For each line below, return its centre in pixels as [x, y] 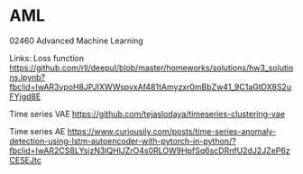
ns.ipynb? [28, 77]
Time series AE [37, 131]
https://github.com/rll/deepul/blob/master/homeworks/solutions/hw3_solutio [151, 68]
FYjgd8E [25, 96]
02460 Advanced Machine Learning [77, 41]
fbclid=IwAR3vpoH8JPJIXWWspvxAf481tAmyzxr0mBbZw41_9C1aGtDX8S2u [150, 87]
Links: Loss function [47, 58]
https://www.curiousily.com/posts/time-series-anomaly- [172, 131]
